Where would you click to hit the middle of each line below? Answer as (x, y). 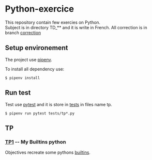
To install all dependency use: (35, 69)
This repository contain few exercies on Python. (53, 22)
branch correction (23, 32)
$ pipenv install (23, 78)
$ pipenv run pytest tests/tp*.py (40, 113)
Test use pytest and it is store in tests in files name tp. (59, 104)
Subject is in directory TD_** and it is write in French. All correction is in (76, 27)
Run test (18, 93)
